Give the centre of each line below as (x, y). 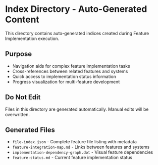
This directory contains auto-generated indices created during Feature (77, 33)
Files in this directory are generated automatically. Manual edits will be (77, 109)
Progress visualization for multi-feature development (66, 82)
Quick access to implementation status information (64, 76)
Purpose (19, 54)
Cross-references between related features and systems (70, 71)
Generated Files (30, 130)
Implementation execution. (32, 39)
